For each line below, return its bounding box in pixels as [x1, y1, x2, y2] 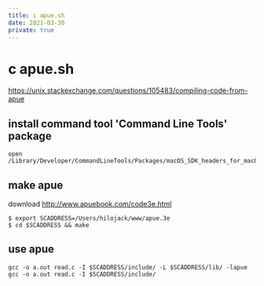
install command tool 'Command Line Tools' [8, 117, 228, 130]
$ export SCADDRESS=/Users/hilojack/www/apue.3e [8, 214, 170, 222]
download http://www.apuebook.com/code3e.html [8, 199, 172, 208]
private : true [8, 26, 55, 34]
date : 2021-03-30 [8, 19, 65, 27]
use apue [8, 243, 55, 256]
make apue [8, 178, 64, 192]
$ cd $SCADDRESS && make [8, 221, 90, 229]
